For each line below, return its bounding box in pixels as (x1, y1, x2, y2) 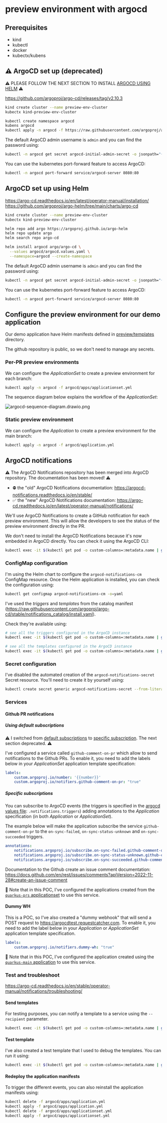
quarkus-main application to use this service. (5, 959, 96, 965)
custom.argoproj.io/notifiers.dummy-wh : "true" (14, 945, 114, 950)
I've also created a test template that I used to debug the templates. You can (5, 1048, 162, 1054)
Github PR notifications (5, 711, 54, 717)
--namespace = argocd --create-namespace (9, 254, 92, 259)
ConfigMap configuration (5, 560, 68, 567)
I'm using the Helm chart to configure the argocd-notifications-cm (5, 571, 142, 577)
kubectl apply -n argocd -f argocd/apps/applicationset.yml (5, 385, 133, 390)
